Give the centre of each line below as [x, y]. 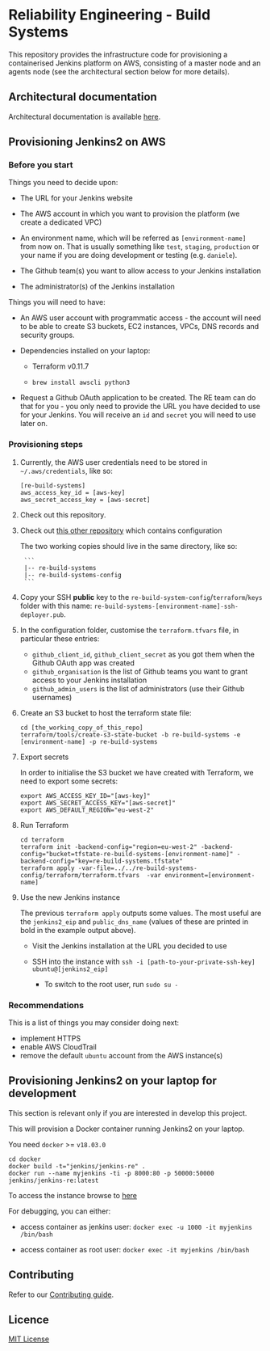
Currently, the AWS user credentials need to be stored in [114, 462]
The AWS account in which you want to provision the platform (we [130, 214]
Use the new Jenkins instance [70, 897]
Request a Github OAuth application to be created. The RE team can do [138, 398]
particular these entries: [60, 638]
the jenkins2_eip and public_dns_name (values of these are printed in [134, 921]
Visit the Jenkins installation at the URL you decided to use [129, 946]
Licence [29, 1320]
